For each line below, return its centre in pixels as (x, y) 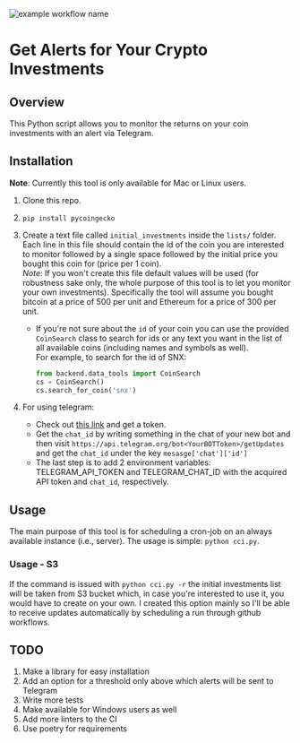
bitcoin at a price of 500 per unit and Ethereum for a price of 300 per (149, 301)
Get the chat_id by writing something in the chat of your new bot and (163, 434)
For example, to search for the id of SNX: (111, 357)
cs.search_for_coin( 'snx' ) (86, 390)
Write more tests (53, 700)
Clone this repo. (51, 200)
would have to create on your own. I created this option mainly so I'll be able (150, 603)
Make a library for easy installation (86, 671)
